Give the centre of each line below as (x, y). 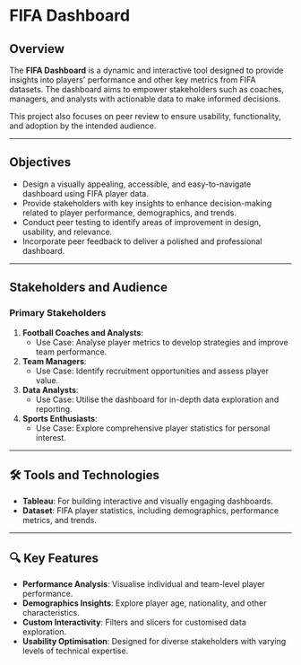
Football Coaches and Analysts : (82, 332)
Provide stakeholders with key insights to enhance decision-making (147, 203)
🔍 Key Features (54, 558)
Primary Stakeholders (58, 313)
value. (47, 380)
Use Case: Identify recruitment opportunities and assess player (152, 371)
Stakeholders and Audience (89, 288)
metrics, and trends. (59, 521)
